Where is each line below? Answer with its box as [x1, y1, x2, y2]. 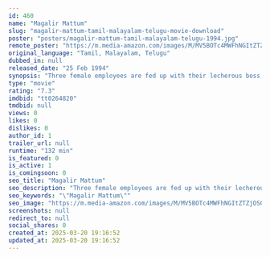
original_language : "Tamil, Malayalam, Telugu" [8, 49, 171, 57]
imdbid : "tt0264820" [8, 94, 78, 102]
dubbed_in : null [8, 57, 63, 65]
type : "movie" [8, 79, 56, 87]
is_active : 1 [8, 162, 52, 170]
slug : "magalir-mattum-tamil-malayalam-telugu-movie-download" [8, 27, 225, 35]
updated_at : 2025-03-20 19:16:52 [8, 237, 121, 245]
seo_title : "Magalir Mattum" [8, 176, 106, 185]
